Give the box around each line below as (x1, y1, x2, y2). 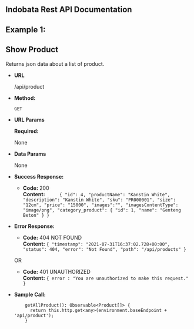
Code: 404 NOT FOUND (22, 234, 82, 241)
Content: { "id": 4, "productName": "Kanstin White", (22, 190, 170, 197)
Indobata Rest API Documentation (5, 5, 132, 15)
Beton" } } (22, 212, 50, 218)
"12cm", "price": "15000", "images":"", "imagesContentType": (22, 202, 179, 208)
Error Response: (14, 223, 55, 230)
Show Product (5, 45, 59, 55)
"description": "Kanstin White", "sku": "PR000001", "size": (22, 197, 176, 203)
